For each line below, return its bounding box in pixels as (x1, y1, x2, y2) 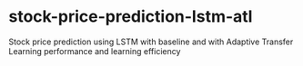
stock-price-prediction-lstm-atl (8, 6, 253, 27)
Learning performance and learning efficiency (8, 45, 181, 56)
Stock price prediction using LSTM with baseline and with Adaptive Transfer (8, 36, 294, 47)
